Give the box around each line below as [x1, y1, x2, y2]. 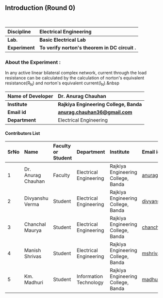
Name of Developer [7, 93, 53, 99]
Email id [7, 109, 26, 115]
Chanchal [24, 221, 46, 228]
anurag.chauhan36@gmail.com [58, 109, 132, 115]
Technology [77, 279, 104, 286]
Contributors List [5, 130, 40, 136]
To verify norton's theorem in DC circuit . [39, 44, 136, 51]
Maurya [24, 227, 42, 234]
